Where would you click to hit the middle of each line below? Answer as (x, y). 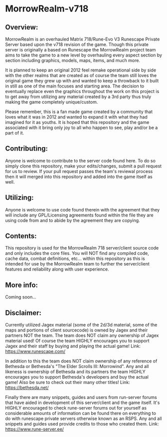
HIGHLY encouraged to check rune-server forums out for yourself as (76, 408)
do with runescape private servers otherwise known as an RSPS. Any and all (83, 418)
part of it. (15, 133)
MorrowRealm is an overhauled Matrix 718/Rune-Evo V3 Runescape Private (83, 39)
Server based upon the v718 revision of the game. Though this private (77, 44)
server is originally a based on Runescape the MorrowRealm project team (81, 50)
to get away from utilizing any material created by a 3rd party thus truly (78, 96)
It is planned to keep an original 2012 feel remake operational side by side (81, 70)
